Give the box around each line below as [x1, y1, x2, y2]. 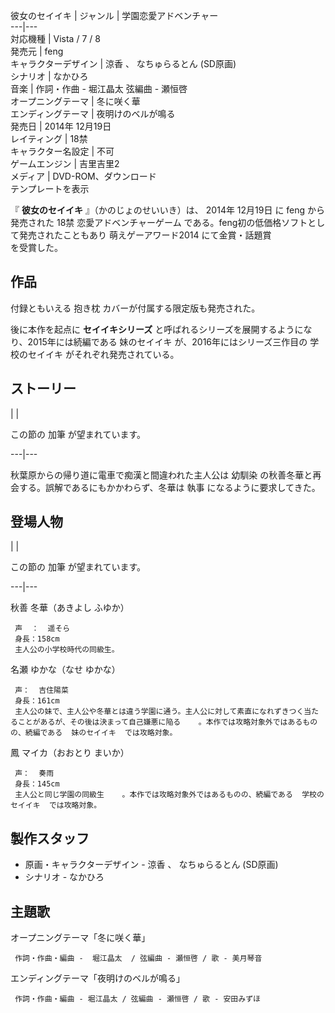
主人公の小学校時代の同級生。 [14, 645, 120, 655]
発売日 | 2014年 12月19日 [10, 120, 112, 132]
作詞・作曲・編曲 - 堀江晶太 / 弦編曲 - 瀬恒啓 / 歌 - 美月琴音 [14, 954, 263, 964]
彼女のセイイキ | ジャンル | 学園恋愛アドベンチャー [10, 10, 219, 21]
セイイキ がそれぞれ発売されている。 [27, 348, 180, 360]
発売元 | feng [10, 45, 64, 57]
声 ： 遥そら [14, 624, 71, 634]
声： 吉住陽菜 [14, 685, 69, 696]
